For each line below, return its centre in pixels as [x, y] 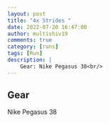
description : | [30, 60]
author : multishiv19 [38, 34]
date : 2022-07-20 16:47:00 [47, 27]
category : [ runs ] [33, 47]
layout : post [27, 14]
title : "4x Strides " [39, 20]
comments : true [30, 40]
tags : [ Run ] [25, 54]
